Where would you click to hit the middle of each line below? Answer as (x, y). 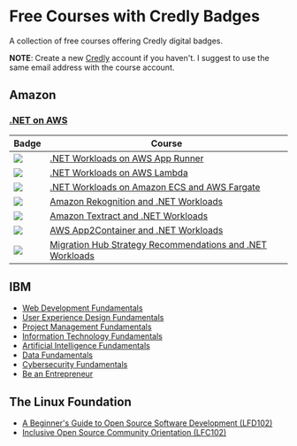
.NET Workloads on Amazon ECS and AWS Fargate (155, 187)
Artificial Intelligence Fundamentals (86, 346)
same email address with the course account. (92, 67)
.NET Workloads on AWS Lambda (119, 173)
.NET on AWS (38, 120)
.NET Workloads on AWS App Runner (127, 158)
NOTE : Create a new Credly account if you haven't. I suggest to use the (139, 58)
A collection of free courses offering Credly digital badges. (116, 41)
